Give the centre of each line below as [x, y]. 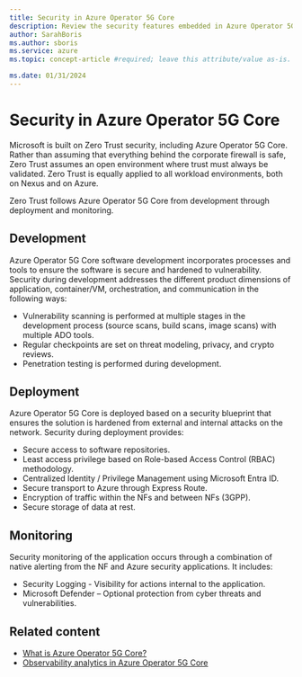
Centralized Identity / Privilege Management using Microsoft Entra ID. [151, 478]
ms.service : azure [44, 51]
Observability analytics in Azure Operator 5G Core [115, 663]
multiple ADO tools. [58, 334]
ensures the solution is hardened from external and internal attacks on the [146, 423]
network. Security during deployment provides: [97, 432]
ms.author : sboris [44, 43]
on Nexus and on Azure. [54, 183]
